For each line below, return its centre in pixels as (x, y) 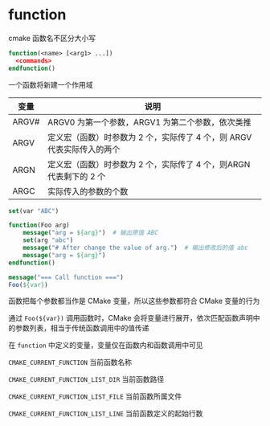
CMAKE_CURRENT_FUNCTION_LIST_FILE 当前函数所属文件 (95, 396)
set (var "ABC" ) (34, 211)
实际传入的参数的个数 (88, 191)
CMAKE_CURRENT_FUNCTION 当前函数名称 (70, 363)
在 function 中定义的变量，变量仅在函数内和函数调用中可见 (106, 345)
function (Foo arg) (39, 225)
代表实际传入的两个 (84, 149)
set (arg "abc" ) (48, 240)
